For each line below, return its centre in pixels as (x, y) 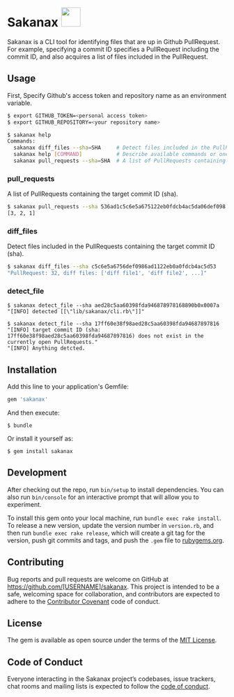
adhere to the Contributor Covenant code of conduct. (84, 601)
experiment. (24, 504)
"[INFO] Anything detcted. (46, 348)
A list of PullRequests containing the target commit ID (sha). (93, 194)
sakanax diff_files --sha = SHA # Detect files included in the (112, 148)
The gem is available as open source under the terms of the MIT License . (112, 640)
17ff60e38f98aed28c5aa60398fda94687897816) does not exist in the (106, 336)
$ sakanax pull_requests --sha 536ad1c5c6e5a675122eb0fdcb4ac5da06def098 (117, 207)
